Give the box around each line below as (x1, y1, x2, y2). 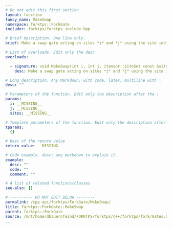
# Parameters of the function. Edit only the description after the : (5, 92, 159, 97)
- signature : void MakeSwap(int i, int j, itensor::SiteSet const (10, 63, 155, 69)
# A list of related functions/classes (5, 181, 91, 186)
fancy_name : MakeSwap (5, 17, 52, 22)
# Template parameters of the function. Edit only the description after (5, 120, 166, 125)
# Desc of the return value (5, 139, 66, 144)
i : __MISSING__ (10, 101, 42, 106)
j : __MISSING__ (10, 106, 42, 111)
